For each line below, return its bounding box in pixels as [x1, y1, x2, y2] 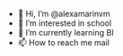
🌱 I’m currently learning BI [17, 28, 114, 37]
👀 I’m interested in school [17, 18, 112, 28]
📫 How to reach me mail [17, 37, 110, 48]
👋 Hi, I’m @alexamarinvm [17, 9, 110, 19]
